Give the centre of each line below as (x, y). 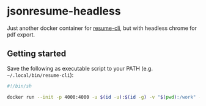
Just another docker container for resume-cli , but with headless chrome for (102, 28)
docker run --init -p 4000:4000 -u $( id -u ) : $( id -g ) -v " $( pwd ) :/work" (101, 97)
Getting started (37, 54)
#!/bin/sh (20, 86)
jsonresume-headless (64, 11)
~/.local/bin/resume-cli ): (40, 75)
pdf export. (21, 34)
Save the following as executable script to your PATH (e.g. (80, 68)
